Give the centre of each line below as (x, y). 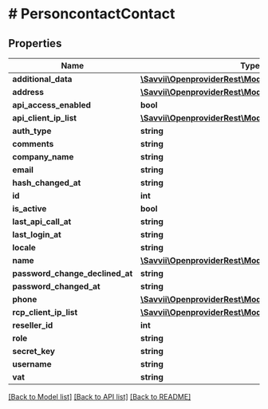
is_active (30, 208)
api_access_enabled (52, 105)
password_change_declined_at (73, 273)
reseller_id (33, 325)
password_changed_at (57, 286)
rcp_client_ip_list (45, 312)
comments (33, 144)
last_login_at (37, 234)
